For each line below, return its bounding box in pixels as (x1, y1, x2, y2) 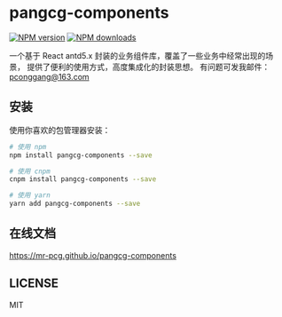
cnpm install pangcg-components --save (9, 175, 157, 184)
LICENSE (9, 276, 59, 291)
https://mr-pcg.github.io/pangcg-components (9, 250, 177, 260)
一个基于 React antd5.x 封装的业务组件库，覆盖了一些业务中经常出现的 (9, 50, 266, 60)
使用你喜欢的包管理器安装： (9, 124, 111, 135)
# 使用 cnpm (9, 167, 51, 176)
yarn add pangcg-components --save (9, 199, 141, 209)
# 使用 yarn (9, 191, 51, 200)
